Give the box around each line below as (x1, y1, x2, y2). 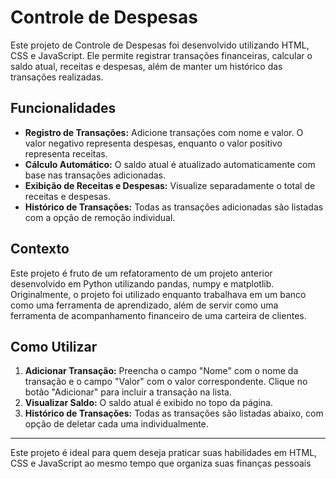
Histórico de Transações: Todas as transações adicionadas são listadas (24, 201, 324, 213)
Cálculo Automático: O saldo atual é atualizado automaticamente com (24, 158, 316, 170)
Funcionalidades (10, 100, 117, 117)
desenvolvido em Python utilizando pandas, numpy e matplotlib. (10, 277, 275, 290)
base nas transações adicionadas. (24, 169, 167, 181)
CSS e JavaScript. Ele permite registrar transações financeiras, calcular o (10, 49, 313, 61)
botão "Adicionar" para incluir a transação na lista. (24, 386, 232, 398)
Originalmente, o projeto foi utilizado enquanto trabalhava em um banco (10, 288, 307, 300)
